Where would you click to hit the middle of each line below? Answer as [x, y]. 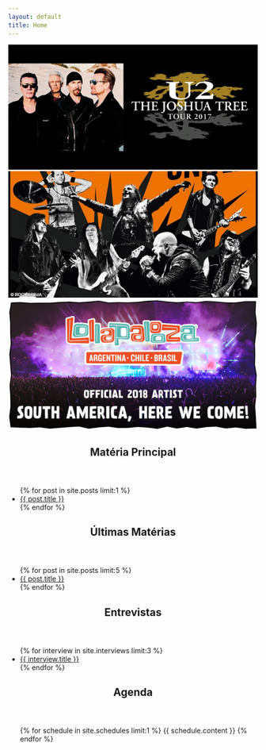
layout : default [35, 17]
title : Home [28, 25]
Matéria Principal [133, 452]
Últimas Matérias [133, 532]
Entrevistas [133, 612]
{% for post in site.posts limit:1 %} [75, 490]
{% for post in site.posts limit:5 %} [76, 571]
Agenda [133, 692]
